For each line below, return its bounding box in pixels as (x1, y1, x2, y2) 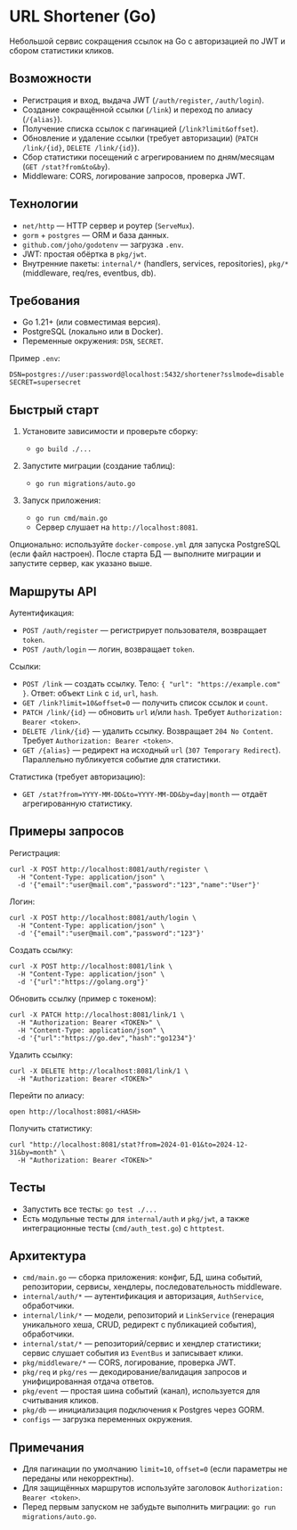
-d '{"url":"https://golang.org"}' (17, 977, 149, 986)
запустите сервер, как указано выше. (9, 558, 153, 569)
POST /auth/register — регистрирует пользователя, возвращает (21, 625, 267, 635)
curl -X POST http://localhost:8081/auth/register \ (9, 865, 209, 874)
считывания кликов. (21, 1395, 100, 1406)
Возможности (9, 71, 92, 86)
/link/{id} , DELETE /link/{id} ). (21, 142, 140, 152)
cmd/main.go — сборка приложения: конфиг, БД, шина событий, (21, 1272, 263, 1283)
